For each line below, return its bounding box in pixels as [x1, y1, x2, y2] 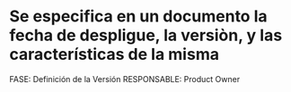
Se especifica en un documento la [9, 6, 268, 27]
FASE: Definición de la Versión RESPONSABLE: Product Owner [9, 73, 241, 84]
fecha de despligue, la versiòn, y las [9, 25, 283, 46]
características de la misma [9, 45, 220, 64]
